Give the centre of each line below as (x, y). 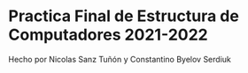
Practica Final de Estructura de (124, 16)
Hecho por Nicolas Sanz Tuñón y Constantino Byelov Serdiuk (120, 59)
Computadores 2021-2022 (108, 35)
